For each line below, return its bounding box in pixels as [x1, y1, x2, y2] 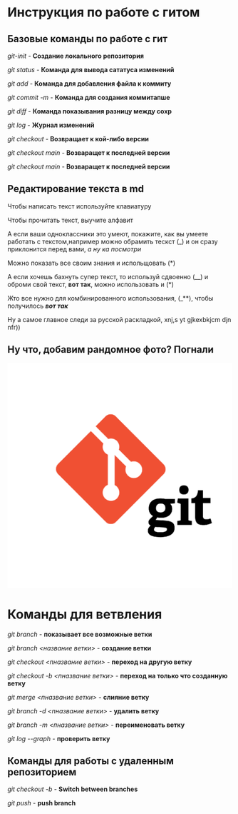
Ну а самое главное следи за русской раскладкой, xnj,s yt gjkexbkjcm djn [7, 315, 232, 323]
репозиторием [7, 765, 77, 778]
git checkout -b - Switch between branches [7, 785, 138, 793]
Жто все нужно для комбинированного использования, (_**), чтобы [7, 293, 214, 302]
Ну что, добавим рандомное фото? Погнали [7, 343, 214, 356]
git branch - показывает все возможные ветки [7, 630, 152, 638]
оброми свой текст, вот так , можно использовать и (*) [7, 280, 175, 288]
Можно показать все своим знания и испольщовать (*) [7, 258, 176, 267]
